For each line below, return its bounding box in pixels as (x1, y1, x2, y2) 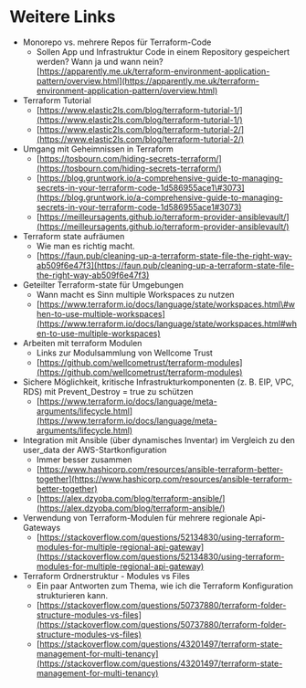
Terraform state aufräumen (22, 230, 125, 241)
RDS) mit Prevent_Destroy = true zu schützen (22, 386, 194, 397)
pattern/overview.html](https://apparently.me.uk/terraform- (36, 75, 260, 86)
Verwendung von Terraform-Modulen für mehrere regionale (22, 512, 248, 523)
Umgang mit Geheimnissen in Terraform (22, 143, 174, 154)
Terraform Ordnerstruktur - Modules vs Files (22, 570, 190, 581)
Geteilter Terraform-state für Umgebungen (22, 279, 185, 290)
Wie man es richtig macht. (36, 240, 135, 251)
